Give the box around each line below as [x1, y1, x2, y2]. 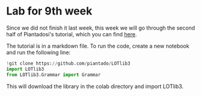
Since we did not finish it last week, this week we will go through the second [6, 24, 196, 31]
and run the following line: [6, 48, 71, 56]
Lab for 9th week [6, 4, 93, 18]
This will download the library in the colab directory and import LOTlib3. [6, 83, 184, 90]
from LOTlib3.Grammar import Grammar [6, 71, 101, 78]
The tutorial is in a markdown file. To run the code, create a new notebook [6, 42, 190, 50]
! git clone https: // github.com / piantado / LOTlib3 [6, 60, 131, 66]
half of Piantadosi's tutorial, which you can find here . [6, 30, 137, 37]
